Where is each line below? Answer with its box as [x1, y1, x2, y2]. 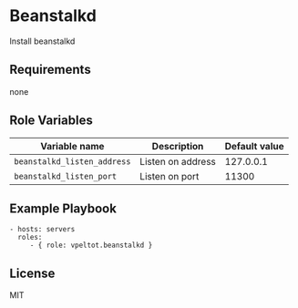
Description [151, 139, 204, 152]
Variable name [40, 139, 105, 152]
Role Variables [9, 113, 93, 128]
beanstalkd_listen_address [14, 156, 131, 167]
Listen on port [139, 169, 200, 182]
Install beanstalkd [9, 36, 76, 46]
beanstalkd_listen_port [14, 170, 118, 181]
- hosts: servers [9, 225, 76, 234]
